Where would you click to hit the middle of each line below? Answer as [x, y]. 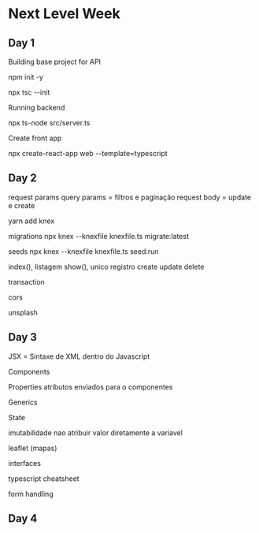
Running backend [37, 108]
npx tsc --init [29, 92]
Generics [23, 402]
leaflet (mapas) [33, 448]
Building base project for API [54, 61]
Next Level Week [64, 14]
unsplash [23, 312]
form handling [31, 494]
